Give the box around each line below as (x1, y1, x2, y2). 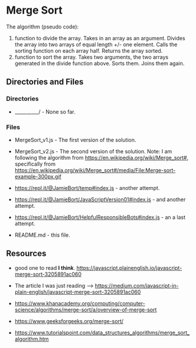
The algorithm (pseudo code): (6, 23, 79, 30)
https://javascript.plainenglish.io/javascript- (76, 264, 182, 271)
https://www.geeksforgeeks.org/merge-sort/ (14, 317, 124, 324)
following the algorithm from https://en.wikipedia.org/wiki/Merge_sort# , (14, 154, 189, 161)
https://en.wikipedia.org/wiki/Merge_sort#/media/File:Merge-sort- (14, 166, 176, 173)
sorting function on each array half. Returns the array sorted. (14, 47, 163, 54)
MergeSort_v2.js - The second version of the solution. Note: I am (14, 147, 172, 154)
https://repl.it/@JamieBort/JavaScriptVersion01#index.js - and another (14, 196, 186, 203)
